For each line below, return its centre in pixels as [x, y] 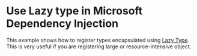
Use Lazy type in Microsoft [74, 11]
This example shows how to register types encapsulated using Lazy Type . [98, 40]
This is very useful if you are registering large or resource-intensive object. [99, 46]
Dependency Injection [62, 24]
